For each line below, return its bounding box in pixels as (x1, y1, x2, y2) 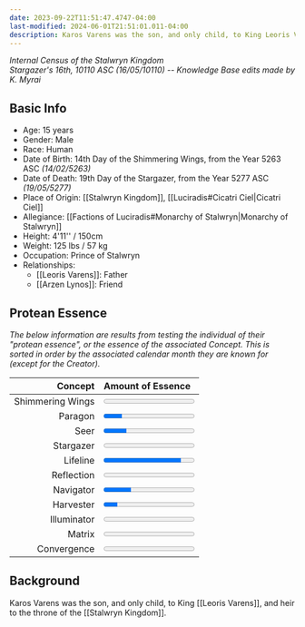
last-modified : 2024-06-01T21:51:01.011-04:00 (9, 22, 189, 31)
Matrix (67, 528, 95, 540)
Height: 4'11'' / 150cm (22, 230, 103, 241)
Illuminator (49, 514, 95, 525)
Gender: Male (22, 134, 74, 145)
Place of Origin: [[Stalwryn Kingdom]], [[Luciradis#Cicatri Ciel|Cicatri (22, 192, 281, 203)
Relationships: (22, 260, 75, 270)
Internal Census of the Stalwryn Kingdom (9, 55, 164, 66)
